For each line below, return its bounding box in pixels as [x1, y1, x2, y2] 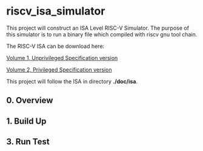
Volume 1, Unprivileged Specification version [6, 54, 118, 61]
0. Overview [6, 95, 53, 106]
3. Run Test [6, 136, 50, 147]
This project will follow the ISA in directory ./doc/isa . [6, 78, 138, 85]
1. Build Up [6, 116, 47, 126]
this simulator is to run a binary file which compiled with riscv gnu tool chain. [6, 30, 198, 38]
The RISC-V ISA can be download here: [6, 42, 105, 50]
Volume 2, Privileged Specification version [6, 65, 112, 73]
